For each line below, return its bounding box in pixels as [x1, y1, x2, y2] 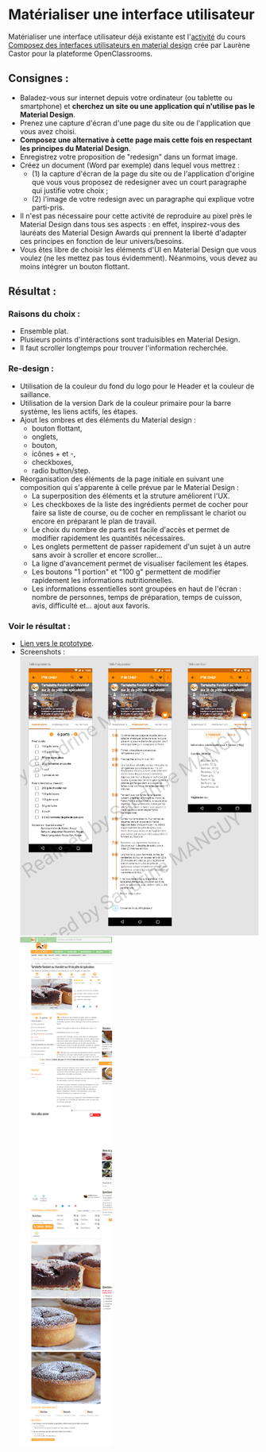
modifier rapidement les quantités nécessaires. [31, 533, 186, 543]
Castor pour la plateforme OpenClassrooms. [8, 48, 153, 58]
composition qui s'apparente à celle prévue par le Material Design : [19, 482, 240, 492]
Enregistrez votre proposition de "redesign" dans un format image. [19, 152, 238, 161]
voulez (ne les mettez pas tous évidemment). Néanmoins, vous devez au [19, 253, 258, 263]
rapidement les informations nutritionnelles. [31, 575, 175, 585]
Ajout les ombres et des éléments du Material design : [19, 415, 196, 424]
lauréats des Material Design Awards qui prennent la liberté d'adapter [19, 228, 247, 237]
